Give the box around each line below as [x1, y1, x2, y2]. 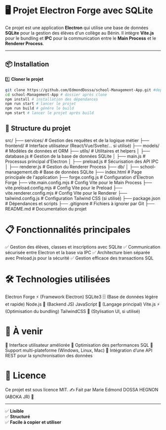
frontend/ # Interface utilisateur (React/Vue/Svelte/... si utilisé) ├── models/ [5, 143, 160, 149]
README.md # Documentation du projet [5, 206, 87, 212]
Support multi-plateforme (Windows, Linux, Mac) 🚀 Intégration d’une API [5, 347, 153, 353]
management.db [5, 169, 39, 175]
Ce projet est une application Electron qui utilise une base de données [5, 24, 149, 31]
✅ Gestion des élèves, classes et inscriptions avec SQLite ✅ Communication [5, 244, 161, 250]
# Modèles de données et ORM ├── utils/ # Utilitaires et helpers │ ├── [5, 148, 150, 154]
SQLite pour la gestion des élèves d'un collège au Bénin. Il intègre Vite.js [5, 30, 154, 36]
